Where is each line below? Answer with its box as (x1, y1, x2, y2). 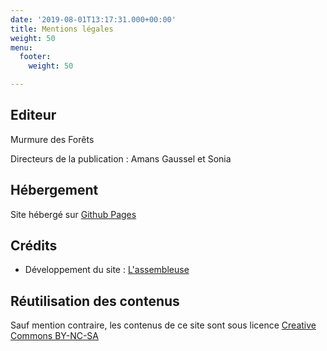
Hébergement (10, 182, 99, 199)
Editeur (10, 107, 57, 124)
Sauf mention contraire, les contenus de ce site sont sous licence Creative (10, 319, 317, 331)
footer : (19, 52, 52, 62)
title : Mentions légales (10, 24, 114, 34)
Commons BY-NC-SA (10, 330, 99, 342)
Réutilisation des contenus (10, 292, 180, 310)
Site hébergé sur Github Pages (10, 208, 137, 220)
